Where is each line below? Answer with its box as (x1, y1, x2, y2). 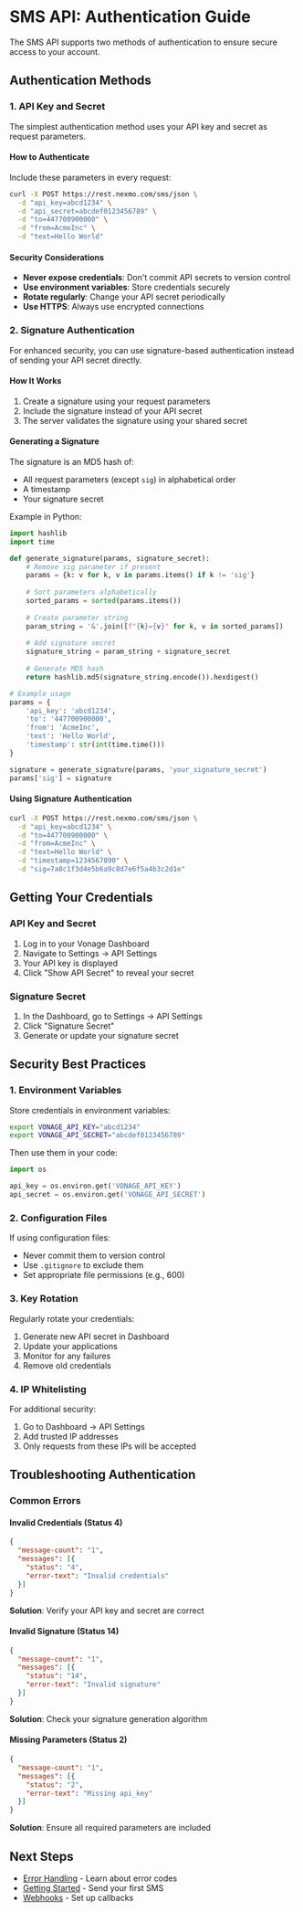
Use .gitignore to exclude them (22, 1260, 144, 1271)
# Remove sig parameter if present (26, 562, 162, 572)
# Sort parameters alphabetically (26, 587, 157, 597)
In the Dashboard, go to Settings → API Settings (22, 1010, 204, 1021)
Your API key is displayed (22, 957, 119, 968)
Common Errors (9, 1495, 81, 1507)
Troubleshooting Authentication (9, 1467, 196, 1483)
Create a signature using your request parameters (22, 396, 211, 407)
